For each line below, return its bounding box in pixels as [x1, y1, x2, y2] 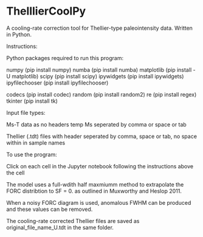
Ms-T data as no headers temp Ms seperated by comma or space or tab [6, 120, 187, 128]
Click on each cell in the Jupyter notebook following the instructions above [6, 162, 193, 170]
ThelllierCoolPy [6, 4, 86, 18]
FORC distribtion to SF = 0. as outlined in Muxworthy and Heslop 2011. [6, 187, 182, 194]
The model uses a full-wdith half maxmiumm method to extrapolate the [6, 180, 184, 188]
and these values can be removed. [6, 205, 93, 213]
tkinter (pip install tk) [6, 97, 58, 105]
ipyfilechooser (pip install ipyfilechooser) [6, 79, 109, 86]
